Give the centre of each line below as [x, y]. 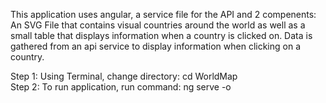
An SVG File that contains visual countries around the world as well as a [158, 25]
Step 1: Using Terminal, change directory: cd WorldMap [124, 76]
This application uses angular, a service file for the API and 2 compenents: [163, 14]
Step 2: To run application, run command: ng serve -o [121, 87]
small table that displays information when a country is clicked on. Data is [161, 35]
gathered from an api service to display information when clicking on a [156, 46]
